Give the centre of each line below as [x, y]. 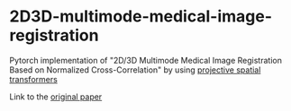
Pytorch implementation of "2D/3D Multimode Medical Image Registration [145, 60]
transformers [34, 79]
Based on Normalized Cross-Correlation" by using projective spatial [135, 70]
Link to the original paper [56, 97]
